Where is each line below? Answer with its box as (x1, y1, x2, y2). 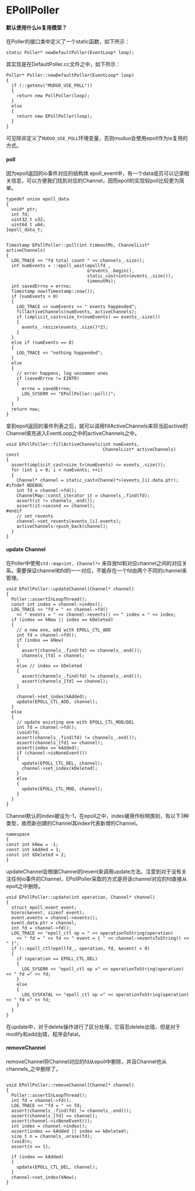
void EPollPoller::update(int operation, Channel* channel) (6, 894, 156, 900)
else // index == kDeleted (16, 663, 82, 668)
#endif (6, 508, 22, 514)
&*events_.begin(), (86, 268, 134, 274)
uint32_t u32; (11, 216, 46, 223)
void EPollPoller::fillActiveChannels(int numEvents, (6, 441, 140, 447)
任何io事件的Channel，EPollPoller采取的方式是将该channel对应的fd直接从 (11, 875, 187, 882)
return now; (11, 406, 41, 412)
